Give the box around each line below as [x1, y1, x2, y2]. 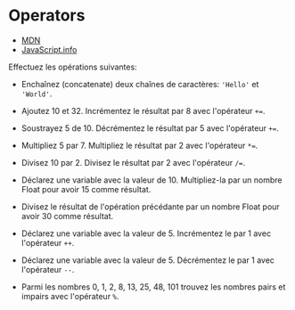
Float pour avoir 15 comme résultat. [20, 184, 152, 194]
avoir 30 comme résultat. [20, 210, 114, 221]
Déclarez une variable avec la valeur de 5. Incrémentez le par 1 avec [20, 228, 272, 239]
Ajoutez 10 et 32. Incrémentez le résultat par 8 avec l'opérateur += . [20, 105, 266, 116]
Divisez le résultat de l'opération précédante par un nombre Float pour [20, 201, 280, 212]
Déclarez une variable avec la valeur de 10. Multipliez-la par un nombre [20, 175, 283, 185]
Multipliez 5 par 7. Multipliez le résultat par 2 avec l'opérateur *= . [20, 140, 258, 151]
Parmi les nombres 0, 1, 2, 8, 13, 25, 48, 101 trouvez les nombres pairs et [20, 281, 286, 292]
